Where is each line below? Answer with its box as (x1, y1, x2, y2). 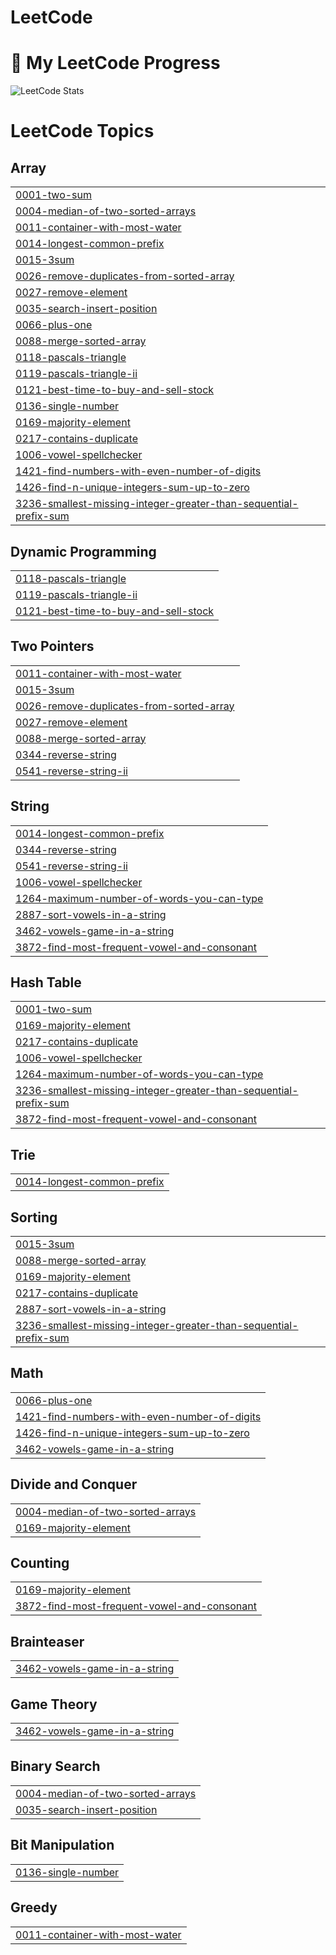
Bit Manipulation (10, 1837, 115, 1854)
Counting (10, 1555, 70, 1572)
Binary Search (10, 1758, 101, 1775)
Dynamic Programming (10, 543, 157, 560)
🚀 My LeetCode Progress (10, 52, 221, 75)
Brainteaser (10, 1633, 85, 1650)
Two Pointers (10, 638, 95, 655)
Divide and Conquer (10, 1476, 138, 1493)
